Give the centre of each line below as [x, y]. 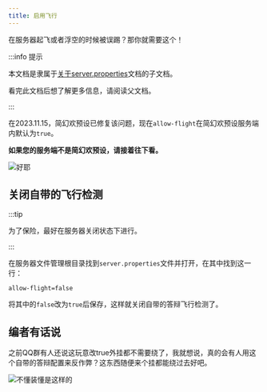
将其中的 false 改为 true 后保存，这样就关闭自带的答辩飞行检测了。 [116, 304]
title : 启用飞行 [33, 16]
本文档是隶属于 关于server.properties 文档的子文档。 [93, 74]
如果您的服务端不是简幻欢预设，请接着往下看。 [85, 150]
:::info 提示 [26, 56]
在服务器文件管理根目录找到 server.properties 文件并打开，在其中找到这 [126, 263]
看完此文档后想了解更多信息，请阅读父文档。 [82, 90]
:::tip [16, 214]
